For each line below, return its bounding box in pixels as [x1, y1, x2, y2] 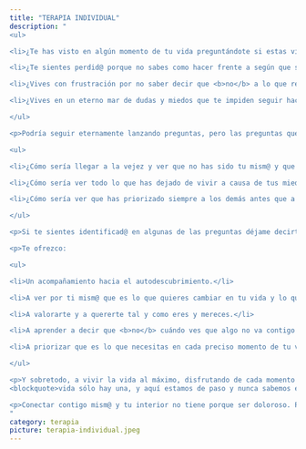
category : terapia [9, 417, 79, 426]
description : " [9, 22, 67, 31]
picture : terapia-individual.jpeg [9, 425, 141, 435]
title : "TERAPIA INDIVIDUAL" [9, 13, 120, 23]
